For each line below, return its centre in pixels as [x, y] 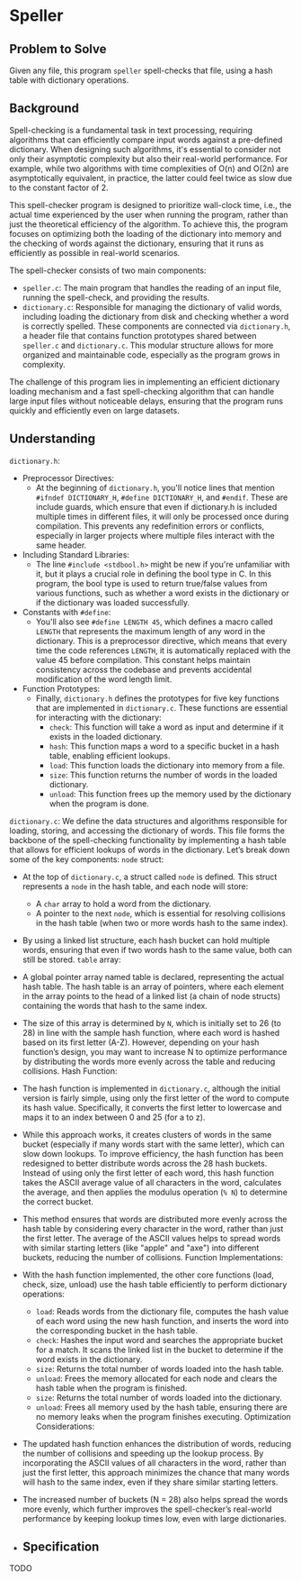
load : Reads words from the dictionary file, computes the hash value [162, 1311]
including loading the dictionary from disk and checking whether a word [155, 316]
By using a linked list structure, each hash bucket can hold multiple [146, 940]
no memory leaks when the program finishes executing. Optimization [164, 1416]
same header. [61, 545]
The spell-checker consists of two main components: [108, 270]
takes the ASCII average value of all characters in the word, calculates [152, 1182]
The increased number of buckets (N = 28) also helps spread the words [155, 1499]
